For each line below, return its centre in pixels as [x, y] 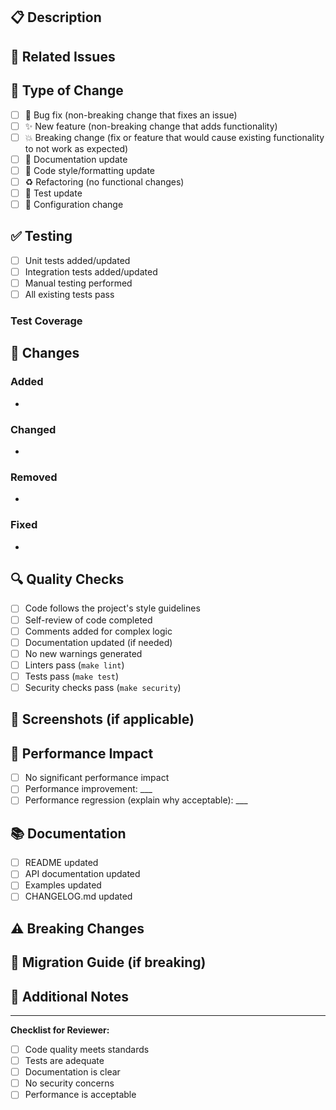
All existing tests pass [69, 295]
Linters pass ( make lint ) [74, 665]
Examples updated [63, 885]
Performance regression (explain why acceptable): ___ [136, 800]
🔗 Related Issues [63, 56]
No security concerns [69, 1083]
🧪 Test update [53, 193]
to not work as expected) [76, 148]
